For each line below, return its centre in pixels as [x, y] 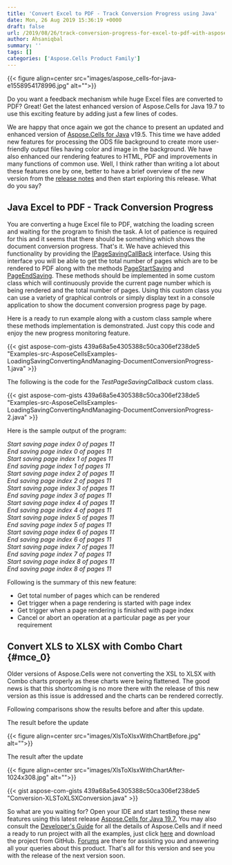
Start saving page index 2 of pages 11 [61, 473]
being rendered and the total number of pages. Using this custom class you [115, 290]
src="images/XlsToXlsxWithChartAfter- [129, 770]
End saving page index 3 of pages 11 [59, 495]
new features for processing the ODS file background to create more [105, 142]
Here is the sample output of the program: [67, 430]
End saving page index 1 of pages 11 [59, 466]
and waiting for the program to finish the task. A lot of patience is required [112, 231]
